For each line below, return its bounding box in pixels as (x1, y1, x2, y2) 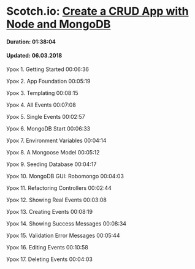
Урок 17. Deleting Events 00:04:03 (6, 256, 93, 263)
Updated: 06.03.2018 (6, 52, 63, 59)
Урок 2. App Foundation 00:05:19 (6, 77, 91, 85)
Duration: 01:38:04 (6, 38, 56, 45)
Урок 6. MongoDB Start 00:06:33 (6, 124, 91, 132)
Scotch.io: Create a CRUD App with (6, 4, 189, 18)
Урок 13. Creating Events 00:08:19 (6, 208, 93, 215)
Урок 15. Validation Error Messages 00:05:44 (6, 232, 120, 239)
